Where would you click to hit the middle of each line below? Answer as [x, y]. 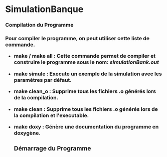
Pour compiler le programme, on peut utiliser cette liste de [77, 39]
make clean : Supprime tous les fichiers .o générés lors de [86, 109]
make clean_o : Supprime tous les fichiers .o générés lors [85, 91]
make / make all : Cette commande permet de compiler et [85, 56]
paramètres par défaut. [43, 80]
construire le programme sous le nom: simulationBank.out [87, 62]
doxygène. [27, 133]
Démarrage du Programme [52, 148]
